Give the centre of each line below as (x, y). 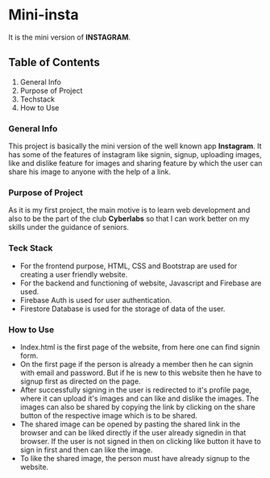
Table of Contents (54, 62)
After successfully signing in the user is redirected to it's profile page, (135, 389)
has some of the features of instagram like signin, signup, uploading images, (135, 155)
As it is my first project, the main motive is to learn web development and (129, 210)
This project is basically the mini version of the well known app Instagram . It (135, 146)
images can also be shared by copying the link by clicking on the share (138, 407)
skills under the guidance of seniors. (69, 227)
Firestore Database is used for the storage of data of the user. (123, 309)
